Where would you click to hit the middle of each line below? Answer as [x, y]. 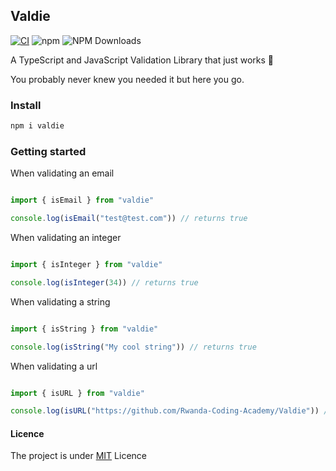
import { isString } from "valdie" [84, 329]
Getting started [48, 151]
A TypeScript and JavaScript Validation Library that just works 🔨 [142, 60]
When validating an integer [66, 238]
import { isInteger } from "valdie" [86, 265]
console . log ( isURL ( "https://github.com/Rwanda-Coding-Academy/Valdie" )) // [171, 411]
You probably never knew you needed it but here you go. [127, 79]
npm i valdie [37, 126]
